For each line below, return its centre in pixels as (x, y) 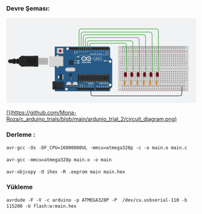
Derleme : (21, 134)
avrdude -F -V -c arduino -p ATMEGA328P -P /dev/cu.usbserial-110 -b (97, 200)
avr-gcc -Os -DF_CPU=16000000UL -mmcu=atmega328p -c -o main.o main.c (97, 148)
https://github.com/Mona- (44, 112)
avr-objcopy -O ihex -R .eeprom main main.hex (66, 172)
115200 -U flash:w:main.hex (42, 206)
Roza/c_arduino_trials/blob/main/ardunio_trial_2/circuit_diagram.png (91, 119)
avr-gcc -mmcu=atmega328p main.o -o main (59, 160)
